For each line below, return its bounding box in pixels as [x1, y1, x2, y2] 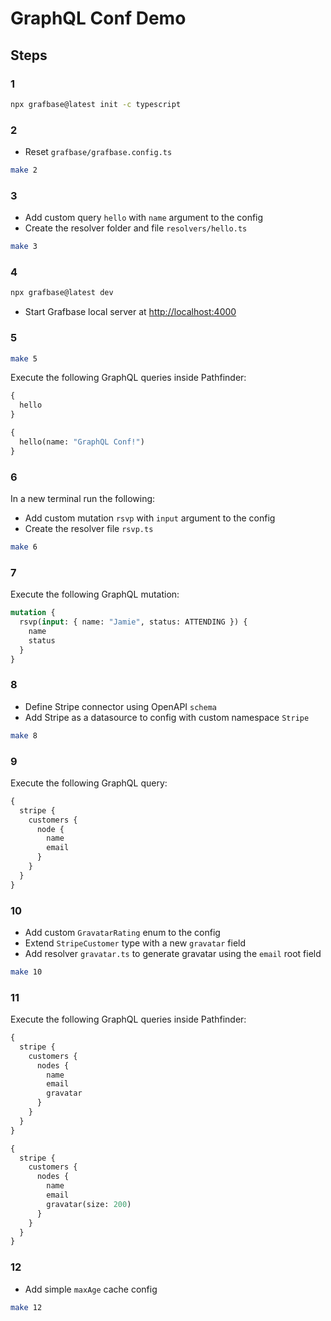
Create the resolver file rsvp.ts [24, 522, 154, 534]
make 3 [10, 242, 38, 252]
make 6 [10, 542, 38, 552]
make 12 [10, 1302, 43, 1312]
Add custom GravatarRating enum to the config [24, 926, 221, 938]
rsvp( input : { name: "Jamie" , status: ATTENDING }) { [19, 617, 248, 627]
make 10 [10, 967, 43, 977]
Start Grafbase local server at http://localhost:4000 [24, 306, 237, 318]
